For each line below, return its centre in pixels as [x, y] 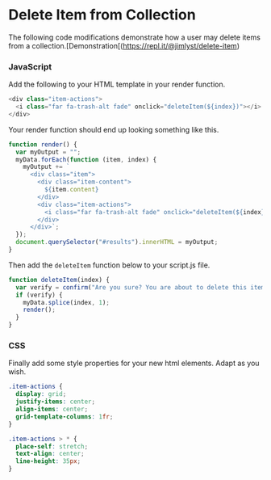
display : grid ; [41, 394]
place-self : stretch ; [52, 446]
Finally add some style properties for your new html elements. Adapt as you [134, 363]
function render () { [43, 144]
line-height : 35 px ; [48, 461]
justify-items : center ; [55, 402]
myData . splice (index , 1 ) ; [67, 302]
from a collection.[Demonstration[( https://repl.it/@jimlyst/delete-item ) [124, 45]
